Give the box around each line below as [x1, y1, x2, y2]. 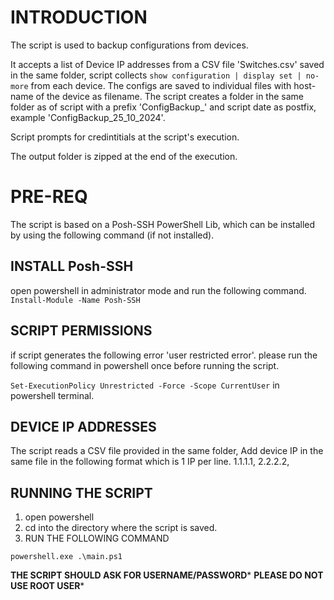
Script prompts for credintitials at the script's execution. [10, 131, 240, 143]
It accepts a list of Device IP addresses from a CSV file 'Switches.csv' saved [10, 58, 325, 70]
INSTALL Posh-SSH [10, 258, 134, 275]
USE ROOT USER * [10, 580, 85, 592]
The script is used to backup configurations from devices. [10, 39, 249, 51]
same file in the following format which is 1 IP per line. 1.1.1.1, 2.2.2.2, [10, 456, 290, 468]
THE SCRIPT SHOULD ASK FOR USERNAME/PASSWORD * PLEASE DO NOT [10, 569, 324, 581]
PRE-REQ [10, 186, 88, 208]
